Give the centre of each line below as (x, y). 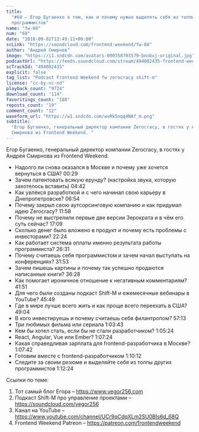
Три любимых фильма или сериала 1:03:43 (69, 324)
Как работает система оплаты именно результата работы (88, 243)
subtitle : (18, 122)
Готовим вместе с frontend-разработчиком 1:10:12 (78, 356)
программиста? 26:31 (42, 249)
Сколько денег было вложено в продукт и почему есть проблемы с (100, 230)
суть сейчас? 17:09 (39, 224)
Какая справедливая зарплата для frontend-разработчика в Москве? (102, 343)
